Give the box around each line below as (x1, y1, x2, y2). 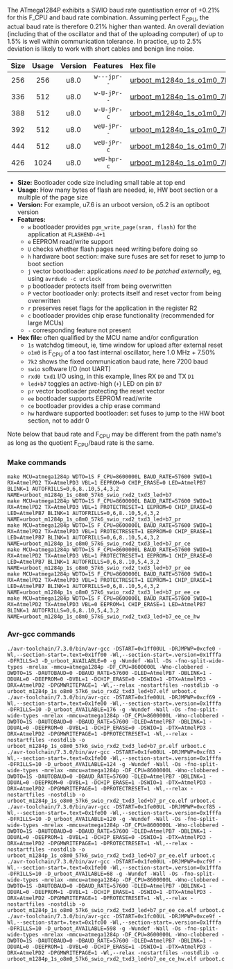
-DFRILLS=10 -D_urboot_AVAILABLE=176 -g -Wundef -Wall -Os (7, 706, 182, 713)
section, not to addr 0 (27, 416, 89, 425)
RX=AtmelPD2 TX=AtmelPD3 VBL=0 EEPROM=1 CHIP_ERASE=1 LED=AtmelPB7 (7, 601, 207, 608)
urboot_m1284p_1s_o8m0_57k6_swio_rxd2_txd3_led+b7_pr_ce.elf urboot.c (7, 797, 216, 804)
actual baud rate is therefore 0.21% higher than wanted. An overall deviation (7, 22, 224, 31)
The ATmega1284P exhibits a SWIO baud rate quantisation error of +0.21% (7, 6, 221, 14)
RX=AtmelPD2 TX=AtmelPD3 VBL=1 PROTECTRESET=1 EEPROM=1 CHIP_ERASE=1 (7, 577, 213, 584)
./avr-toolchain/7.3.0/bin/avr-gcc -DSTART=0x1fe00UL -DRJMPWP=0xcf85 (7, 803, 216, 811)
